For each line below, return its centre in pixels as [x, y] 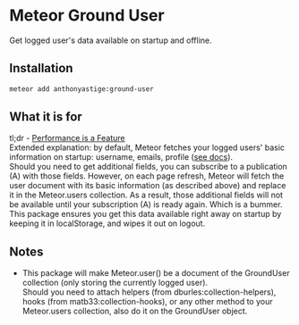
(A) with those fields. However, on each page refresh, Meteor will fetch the [147, 176]
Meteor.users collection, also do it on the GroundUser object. [135, 311]
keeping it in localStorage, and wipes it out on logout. [107, 223]
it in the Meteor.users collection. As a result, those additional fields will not [146, 195]
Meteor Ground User [87, 16]
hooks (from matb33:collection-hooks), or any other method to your [147, 302]
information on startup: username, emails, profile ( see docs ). [121, 157]
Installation [41, 68]
